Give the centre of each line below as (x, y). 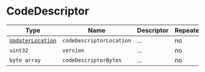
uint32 (19, 50)
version (73, 50)
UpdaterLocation (33, 40)
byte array (25, 60)
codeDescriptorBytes (92, 60)
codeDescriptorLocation (96, 40)
